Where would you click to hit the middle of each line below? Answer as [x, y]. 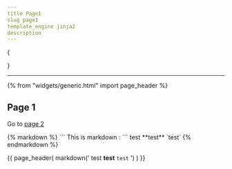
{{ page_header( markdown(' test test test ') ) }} [76, 158]
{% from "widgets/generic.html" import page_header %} [87, 86]
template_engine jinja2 [41, 26]
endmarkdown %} [33, 145]
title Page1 [24, 13]
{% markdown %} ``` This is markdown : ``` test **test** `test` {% [99, 137]
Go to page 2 [26, 124]
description [24, 33]
